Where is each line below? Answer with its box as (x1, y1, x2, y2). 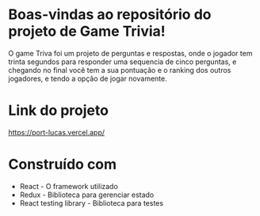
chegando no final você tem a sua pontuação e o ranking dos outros (8, 65, 231, 74)
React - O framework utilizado (19, 181, 119, 191)
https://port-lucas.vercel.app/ (8, 127, 105, 137)
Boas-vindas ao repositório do (8, 6, 212, 24)
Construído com (8, 156, 117, 173)
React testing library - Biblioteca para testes (19, 198, 164, 207)
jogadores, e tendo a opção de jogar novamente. (8, 74, 168, 83)
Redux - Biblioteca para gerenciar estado (19, 190, 155, 199)
